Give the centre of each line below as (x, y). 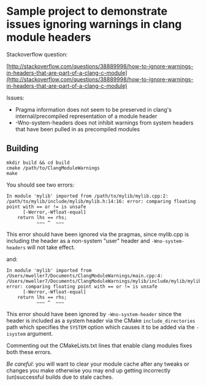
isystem (16, 334)
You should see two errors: (40, 185)
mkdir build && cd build (38, 163)
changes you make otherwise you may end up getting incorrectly (88, 370)
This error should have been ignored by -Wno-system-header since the (94, 314)
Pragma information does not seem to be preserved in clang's (93, 109)
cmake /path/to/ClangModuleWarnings (53, 168)
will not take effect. (51, 247)
